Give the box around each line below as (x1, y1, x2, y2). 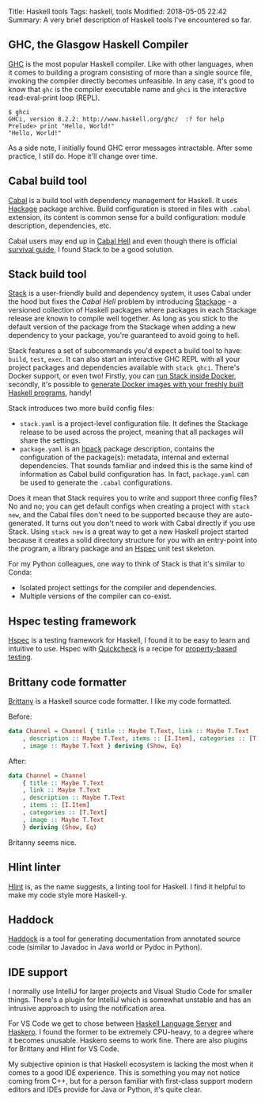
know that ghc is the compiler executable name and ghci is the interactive (8, 84, 247, 94)
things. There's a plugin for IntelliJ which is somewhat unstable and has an (8, 995, 252, 1004)
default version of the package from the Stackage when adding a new (8, 322, 236, 332)
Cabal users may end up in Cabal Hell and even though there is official (8, 236, 237, 245)
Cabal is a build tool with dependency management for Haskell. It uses (8, 195, 238, 205)
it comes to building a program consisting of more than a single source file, (8, 67, 253, 77)
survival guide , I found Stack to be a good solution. (8, 244, 174, 254)
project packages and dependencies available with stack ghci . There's (8, 363, 240, 372)
